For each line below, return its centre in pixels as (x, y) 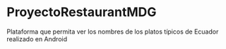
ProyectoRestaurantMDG (82, 12)
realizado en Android (37, 38)
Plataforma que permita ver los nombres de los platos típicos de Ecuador (113, 31)
